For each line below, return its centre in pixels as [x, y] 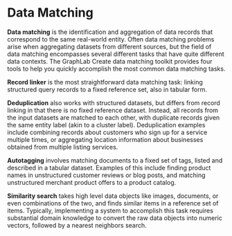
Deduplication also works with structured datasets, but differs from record [114, 102]
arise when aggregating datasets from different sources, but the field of [109, 46]
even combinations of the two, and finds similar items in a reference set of [113, 203]
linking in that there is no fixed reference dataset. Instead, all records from [113, 110]
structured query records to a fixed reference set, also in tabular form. [107, 89]
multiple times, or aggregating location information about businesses [105, 139]
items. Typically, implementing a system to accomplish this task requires [110, 210]
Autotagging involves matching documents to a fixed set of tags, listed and [115, 160]
